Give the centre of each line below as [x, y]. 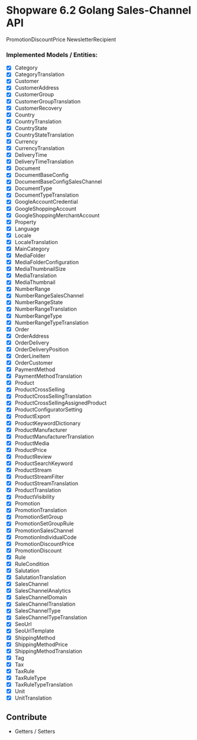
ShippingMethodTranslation [49, 651]
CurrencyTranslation [40, 148]
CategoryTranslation [40, 74]
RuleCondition [32, 564]
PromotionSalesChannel [44, 530]
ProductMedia [32, 443]
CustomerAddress [37, 88]
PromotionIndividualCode [46, 537]
